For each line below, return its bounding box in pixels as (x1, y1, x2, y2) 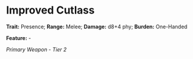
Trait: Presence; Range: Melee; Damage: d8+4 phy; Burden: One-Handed (6, 23, 188, 30)
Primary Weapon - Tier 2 (6, 45, 67, 53)
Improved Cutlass (6, 4, 95, 17)
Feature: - (6, 34, 31, 41)
